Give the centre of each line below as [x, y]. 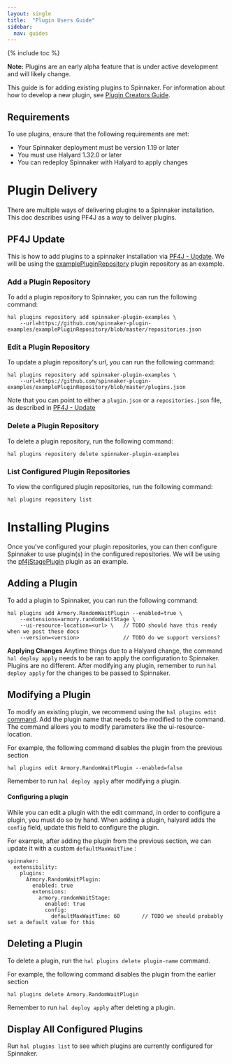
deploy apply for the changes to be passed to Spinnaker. [89, 673]
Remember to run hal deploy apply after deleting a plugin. [92, 1007]
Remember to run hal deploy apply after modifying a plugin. [94, 781]
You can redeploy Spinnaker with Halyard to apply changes [103, 162]
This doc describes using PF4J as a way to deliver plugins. [92, 217]
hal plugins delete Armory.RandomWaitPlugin [73, 994]
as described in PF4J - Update [51, 408]
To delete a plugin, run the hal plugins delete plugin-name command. [109, 960]
